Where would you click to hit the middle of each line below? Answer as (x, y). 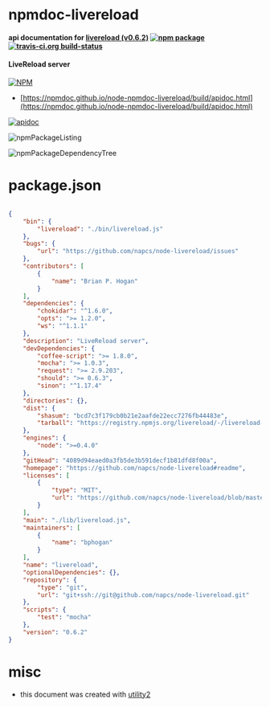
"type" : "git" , (63, 587)
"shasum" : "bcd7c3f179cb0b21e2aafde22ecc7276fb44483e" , (133, 415)
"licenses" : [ (46, 476)
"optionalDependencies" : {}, (72, 572)
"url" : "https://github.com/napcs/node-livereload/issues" (138, 251)
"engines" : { (45, 438)
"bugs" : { (39, 244)
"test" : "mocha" (64, 617)
